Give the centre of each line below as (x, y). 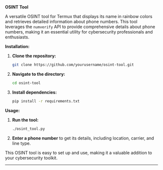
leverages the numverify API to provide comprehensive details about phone (80, 27)
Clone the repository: (34, 56)
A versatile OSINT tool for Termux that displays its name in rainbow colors (79, 16)
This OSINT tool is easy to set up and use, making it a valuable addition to (79, 153)
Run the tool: (25, 120)
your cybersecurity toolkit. (31, 158)
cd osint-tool (26, 83)
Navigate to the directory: (39, 74)
